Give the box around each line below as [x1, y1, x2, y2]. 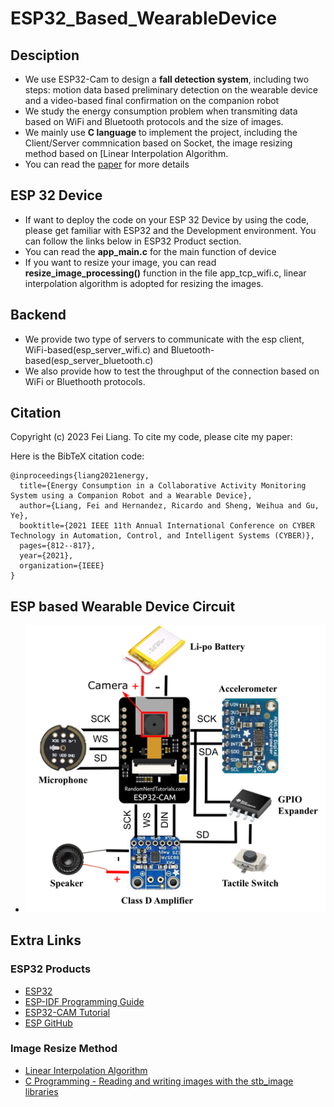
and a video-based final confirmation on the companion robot [24, 95, 280, 106]
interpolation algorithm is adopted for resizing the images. [24, 277, 264, 289]
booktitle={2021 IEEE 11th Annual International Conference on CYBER [19, 521, 315, 531]
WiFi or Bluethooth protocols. [24, 375, 146, 387]
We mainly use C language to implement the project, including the [24, 127, 298, 138]
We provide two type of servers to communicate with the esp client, [24, 333, 305, 345]
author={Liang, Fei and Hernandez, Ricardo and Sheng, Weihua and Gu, [19, 501, 320, 511]
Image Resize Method [10, 1042, 118, 1056]
